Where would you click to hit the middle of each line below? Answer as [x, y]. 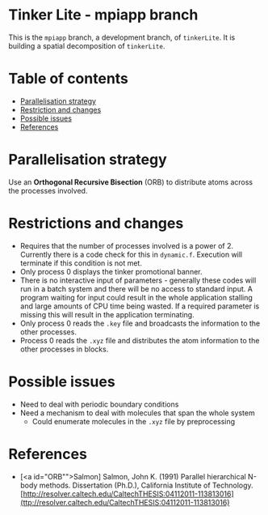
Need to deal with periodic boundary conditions [99, 404]
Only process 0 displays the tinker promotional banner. [111, 271]
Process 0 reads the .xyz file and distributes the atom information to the [140, 340]
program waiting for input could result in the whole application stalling [136, 297]
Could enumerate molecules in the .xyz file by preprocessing [134, 421]
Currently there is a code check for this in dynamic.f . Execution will [131, 254]
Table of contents [69, 79]
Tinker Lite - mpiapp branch [103, 15]
